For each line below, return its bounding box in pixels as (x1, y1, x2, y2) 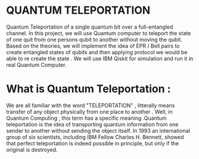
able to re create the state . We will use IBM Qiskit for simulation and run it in (6, 55, 194, 62)
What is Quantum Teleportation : (6, 82, 171, 96)
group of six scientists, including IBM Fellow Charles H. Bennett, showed (6, 133, 184, 141)
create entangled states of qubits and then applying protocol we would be (6, 48, 188, 55)
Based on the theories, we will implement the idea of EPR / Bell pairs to (6, 42, 180, 49)
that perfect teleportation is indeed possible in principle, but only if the (6, 139, 179, 146)
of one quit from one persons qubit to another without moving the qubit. (6, 36, 183, 43)
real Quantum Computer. (6, 61, 67, 68)
